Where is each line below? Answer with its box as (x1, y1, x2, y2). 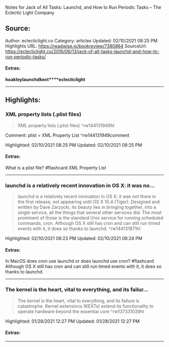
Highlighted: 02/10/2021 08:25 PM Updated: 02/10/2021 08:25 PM (5, 142, 142, 148)
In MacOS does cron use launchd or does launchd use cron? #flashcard (5, 258, 154, 264)
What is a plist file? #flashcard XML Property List (5, 164, 107, 170)
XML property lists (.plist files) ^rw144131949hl (17, 122, 115, 128)
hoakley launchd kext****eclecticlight (5, 77, 86, 83)
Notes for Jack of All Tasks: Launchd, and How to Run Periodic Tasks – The (5, 5, 161, 10)
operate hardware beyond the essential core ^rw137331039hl (17, 308, 144, 314)
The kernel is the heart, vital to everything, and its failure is (17, 298, 139, 304)
